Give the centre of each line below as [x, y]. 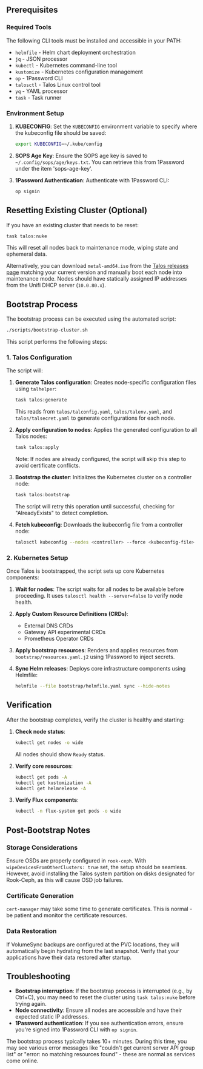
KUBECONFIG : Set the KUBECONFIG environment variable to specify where [106, 126]
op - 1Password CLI [39, 78]
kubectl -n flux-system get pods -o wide [68, 811]
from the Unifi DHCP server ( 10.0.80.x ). [56, 285]
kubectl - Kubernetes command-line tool [66, 65]
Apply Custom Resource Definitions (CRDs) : [72, 614]
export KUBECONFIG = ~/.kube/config [58, 144]
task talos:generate [41, 400]
